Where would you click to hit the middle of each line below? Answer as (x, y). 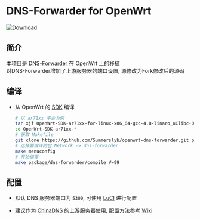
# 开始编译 (27, 157)
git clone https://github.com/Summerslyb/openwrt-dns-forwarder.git (102, 140)
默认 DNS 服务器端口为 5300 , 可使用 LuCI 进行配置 (76, 198)
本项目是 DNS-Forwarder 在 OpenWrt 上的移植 (63, 63)
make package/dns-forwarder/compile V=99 (67, 162)
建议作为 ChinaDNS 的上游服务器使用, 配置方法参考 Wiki (84, 210)
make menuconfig (35, 151)
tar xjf (24, 123)
